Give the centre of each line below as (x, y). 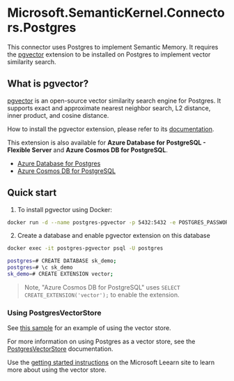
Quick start (32, 193)
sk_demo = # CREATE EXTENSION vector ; (60, 274)
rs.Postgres (42, 28)
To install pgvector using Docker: (65, 209)
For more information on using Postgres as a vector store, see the (101, 342)
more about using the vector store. (57, 370)
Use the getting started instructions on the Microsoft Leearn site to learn (111, 363)
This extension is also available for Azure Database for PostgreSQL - (107, 142)
